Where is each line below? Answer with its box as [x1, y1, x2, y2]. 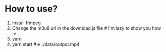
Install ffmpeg [12, 20, 41, 26]
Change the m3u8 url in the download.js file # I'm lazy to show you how [12, 25, 161, 31]
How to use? [5, 3, 58, 15]
